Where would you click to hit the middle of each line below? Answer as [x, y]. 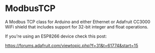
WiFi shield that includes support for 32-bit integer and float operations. [77, 26]
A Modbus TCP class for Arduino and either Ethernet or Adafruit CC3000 [78, 22]
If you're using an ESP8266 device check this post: [56, 36]
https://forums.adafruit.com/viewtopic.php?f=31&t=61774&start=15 [72, 45]
